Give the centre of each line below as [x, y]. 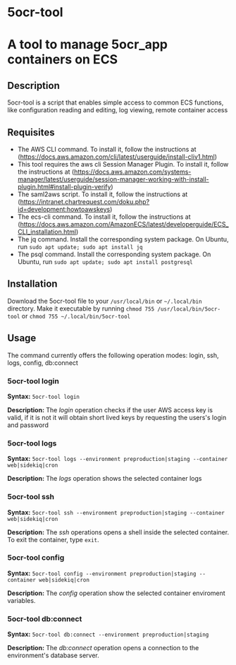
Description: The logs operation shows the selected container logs [105, 479]
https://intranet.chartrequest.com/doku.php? [85, 202]
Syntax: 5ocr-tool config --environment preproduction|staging [102, 573]
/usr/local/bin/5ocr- [189, 309]
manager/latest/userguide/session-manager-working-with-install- [113, 179]
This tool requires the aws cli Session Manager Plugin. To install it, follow [123, 164]
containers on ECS [63, 60]
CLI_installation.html [46, 232]
